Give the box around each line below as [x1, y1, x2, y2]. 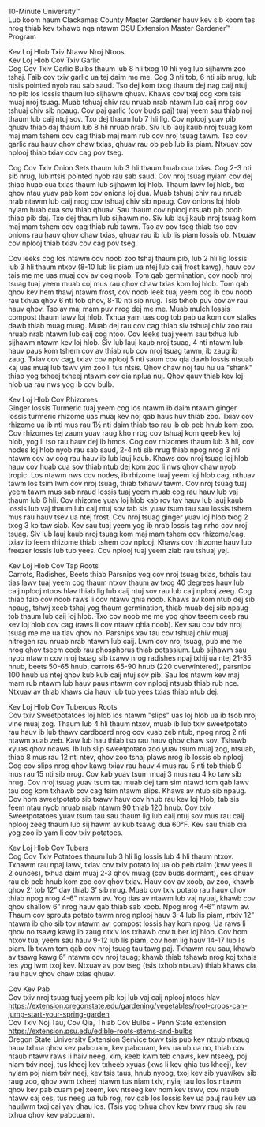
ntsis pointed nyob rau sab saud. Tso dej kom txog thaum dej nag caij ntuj [8, 80, 248, 90]
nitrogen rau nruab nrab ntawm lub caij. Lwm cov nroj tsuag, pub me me [8, 637, 243, 646]
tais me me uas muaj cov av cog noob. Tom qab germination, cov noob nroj [8, 271, 253, 279]
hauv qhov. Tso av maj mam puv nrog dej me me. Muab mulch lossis [8, 304, 230, 313]
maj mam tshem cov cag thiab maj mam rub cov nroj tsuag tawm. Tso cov [8, 131, 248, 140]
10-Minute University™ [8, 7, 80, 16]
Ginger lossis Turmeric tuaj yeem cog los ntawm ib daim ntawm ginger [8, 403, 237, 413]
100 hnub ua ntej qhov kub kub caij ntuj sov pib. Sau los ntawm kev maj [8, 670, 240, 680]
